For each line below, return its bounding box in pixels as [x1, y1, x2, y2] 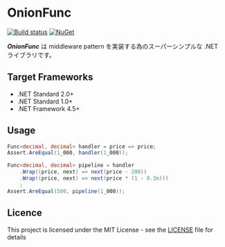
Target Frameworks [7, 71, 93, 83]
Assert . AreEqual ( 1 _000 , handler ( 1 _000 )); [7, 149, 129, 157]
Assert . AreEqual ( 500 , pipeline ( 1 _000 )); [7, 187, 126, 195]
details [7, 232, 26, 241]
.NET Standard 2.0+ [17, 90, 74, 98]
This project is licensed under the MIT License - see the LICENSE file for [7, 225, 213, 234]
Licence [7, 207, 43, 219]
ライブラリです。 [7, 51, 55, 59]
